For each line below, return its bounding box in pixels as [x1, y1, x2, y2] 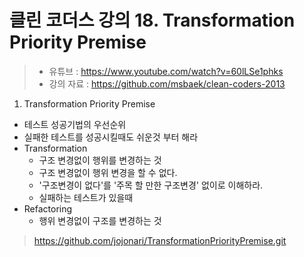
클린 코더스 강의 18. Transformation [9, 9, 296, 32]
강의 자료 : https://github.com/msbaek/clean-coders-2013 [48, 77, 286, 90]
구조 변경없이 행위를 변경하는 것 [38, 154, 162, 166]
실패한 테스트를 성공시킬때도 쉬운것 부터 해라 [23, 131, 199, 143]
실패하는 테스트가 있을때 [38, 191, 134, 203]
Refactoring [23, 202, 73, 215]
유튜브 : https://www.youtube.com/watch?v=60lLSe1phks [48, 65, 284, 77]
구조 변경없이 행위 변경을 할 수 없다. [38, 166, 178, 178]
